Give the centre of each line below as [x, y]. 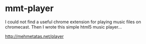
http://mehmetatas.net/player [35, 36]
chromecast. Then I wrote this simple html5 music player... [64, 27]
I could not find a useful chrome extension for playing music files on [73, 22]
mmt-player [29, 8]
